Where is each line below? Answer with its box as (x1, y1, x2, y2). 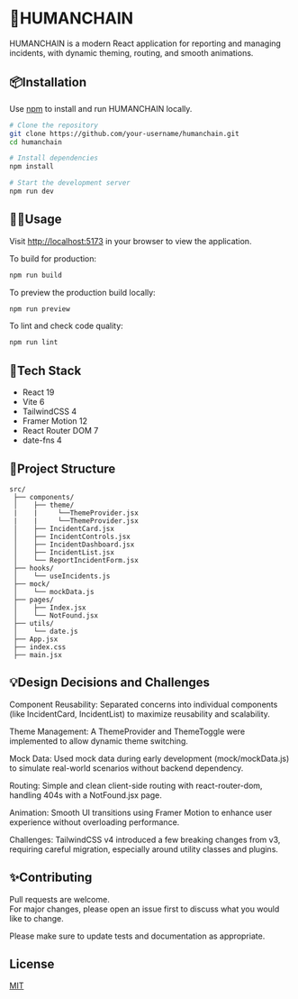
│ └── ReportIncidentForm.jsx (13, 555, 140, 564)
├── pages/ (13, 595, 54, 604)
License (9, 956, 55, 972)
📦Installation (9, 75, 87, 90)
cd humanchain (9, 137, 63, 147)
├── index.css (13, 642, 67, 652)
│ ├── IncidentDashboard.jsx (13, 540, 135, 549)
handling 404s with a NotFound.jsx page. (9, 789, 162, 801)
